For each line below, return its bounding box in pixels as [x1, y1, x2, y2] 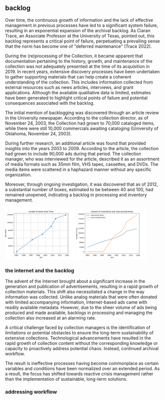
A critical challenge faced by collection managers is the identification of [5, 324, 151, 330]
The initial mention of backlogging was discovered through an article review [5, 110, 159, 116]
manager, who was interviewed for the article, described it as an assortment [5, 156, 160, 162]
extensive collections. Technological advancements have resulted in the [5, 335, 151, 341]
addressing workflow [5, 389, 58, 396]
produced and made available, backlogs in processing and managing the [5, 310, 153, 316]
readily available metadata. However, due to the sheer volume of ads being [5, 305, 157, 311]
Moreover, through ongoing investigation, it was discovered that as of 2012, [5, 181, 159, 187]
